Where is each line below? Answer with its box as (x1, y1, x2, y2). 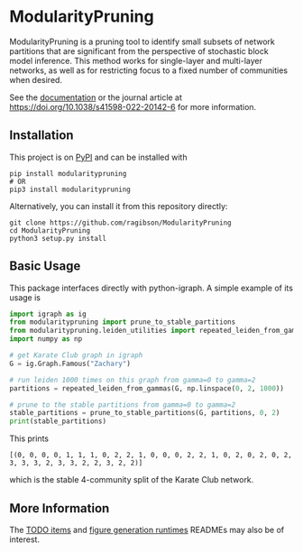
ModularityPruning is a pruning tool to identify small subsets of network (9, 36, 275, 47)
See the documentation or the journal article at (9, 92, 183, 103)
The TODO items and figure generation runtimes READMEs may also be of (9, 525, 285, 535)
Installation (9, 128, 74, 143)
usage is (9, 291, 41, 303)
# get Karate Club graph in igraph (9, 351, 143, 360)
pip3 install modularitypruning (9, 185, 131, 194)
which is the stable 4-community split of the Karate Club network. (9, 474, 254, 485)
